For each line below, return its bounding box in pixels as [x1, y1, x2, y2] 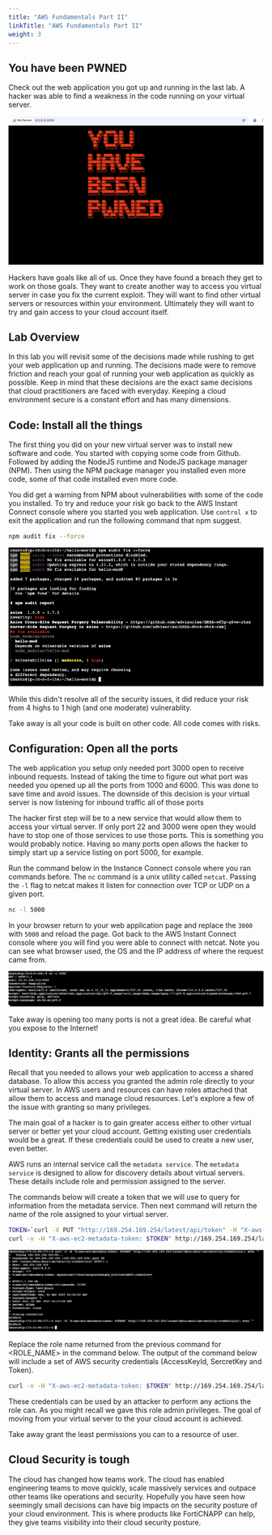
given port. [8, 889, 45, 899]
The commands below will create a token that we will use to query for [8, 1193, 240, 1202]
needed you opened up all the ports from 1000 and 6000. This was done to [8, 780, 259, 790]
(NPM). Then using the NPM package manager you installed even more [8, 466, 246, 475]
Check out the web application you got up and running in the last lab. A [8, 83, 245, 92]
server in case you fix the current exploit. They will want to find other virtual [8, 290, 261, 300]
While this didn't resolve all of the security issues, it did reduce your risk [8, 694, 249, 704]
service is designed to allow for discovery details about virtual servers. [8, 1168, 245, 1178]
